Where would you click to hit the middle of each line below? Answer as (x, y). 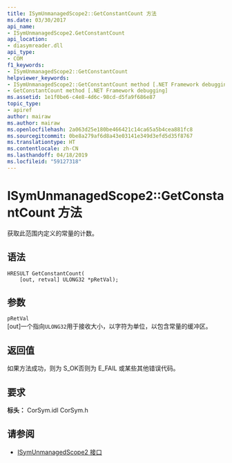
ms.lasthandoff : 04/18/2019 (48, 155)
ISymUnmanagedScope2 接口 (59, 452)
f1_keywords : (26, 65)
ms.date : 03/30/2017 (37, 20)
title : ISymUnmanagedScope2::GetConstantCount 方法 (82, 13)
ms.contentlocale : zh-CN (43, 149)
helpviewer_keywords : (38, 78)
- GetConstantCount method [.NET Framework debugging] (88, 91)
